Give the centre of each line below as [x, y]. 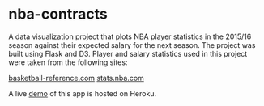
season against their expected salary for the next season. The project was [132, 45]
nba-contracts [58, 14]
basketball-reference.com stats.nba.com [76, 78]
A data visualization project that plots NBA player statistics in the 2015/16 [130, 36]
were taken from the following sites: [68, 62]
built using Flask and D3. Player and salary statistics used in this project [128, 53]
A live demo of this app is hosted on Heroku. [82, 93]
